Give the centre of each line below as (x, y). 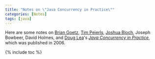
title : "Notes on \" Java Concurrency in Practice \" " (60, 10)
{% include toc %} (24, 52)
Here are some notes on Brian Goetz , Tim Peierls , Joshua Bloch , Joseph (78, 33)
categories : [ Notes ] (26, 14)
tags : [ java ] (18, 19)
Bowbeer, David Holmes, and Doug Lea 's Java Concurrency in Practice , (77, 38)
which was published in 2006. (35, 43)
